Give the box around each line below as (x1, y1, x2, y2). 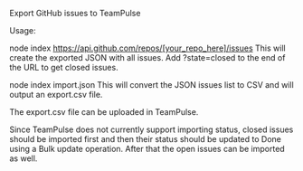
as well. (9, 153, 38, 164)
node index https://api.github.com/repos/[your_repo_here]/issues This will (9, 43, 287, 53)
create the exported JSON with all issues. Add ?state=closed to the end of (9, 52, 286, 62)
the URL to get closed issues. (9, 62, 119, 72)
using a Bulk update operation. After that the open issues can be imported (9, 144, 285, 154)
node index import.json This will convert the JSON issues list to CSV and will (9, 80, 294, 90)
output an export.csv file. (9, 90, 103, 100)
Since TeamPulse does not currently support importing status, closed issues (9, 124, 294, 135)
